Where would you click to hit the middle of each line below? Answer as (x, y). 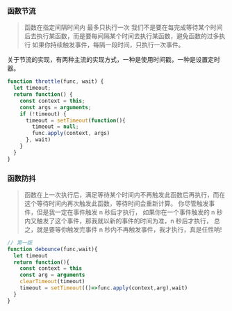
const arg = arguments (52, 275)
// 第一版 (20, 242)
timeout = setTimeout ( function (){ (76, 120)
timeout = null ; (56, 127)
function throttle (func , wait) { (56, 81)
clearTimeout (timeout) (52, 282)
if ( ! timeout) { (43, 114)
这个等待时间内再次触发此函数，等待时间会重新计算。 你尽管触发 (116, 203)
